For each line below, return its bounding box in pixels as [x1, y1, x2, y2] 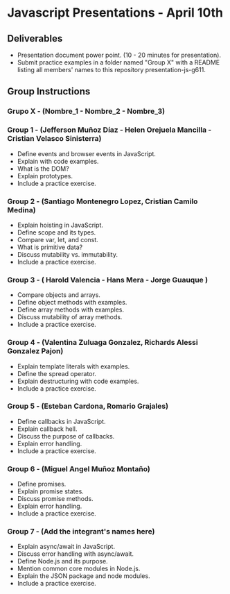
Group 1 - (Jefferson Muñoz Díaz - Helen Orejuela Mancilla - [7, 125, 212, 135]
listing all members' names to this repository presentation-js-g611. [17, 66, 206, 74]
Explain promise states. [17, 487, 85, 495]
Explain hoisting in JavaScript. [17, 221, 104, 229]
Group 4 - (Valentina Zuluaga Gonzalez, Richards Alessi [7, 338, 199, 348]
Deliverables [7, 33, 63, 44]
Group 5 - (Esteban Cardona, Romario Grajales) [7, 401, 168, 411]
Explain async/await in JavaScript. [17, 543, 116, 551]
